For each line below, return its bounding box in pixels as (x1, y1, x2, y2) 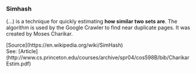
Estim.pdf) (6, 60, 31, 67)
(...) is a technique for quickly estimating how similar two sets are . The (6, 18, 178, 25)
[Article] (18, 48, 38, 55)
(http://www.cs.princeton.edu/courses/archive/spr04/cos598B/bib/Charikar (6, 54, 190, 61)
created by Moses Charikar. (6, 30, 73, 37)
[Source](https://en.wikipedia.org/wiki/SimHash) (6, 41, 123, 48)
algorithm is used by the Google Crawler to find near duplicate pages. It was (6, 24, 191, 31)
